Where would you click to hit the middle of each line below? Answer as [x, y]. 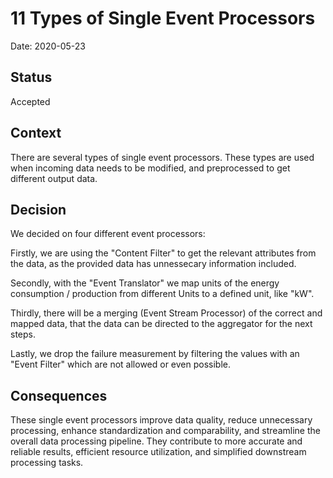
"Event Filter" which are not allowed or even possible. [121, 364]
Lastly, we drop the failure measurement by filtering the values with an [155, 354]
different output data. [54, 178]
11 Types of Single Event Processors [163, 18]
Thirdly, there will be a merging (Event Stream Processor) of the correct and [166, 313]
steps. [23, 334]
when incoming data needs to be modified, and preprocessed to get [150, 168]
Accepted [30, 101]
